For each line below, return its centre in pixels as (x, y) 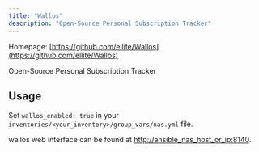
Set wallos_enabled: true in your (64, 116)
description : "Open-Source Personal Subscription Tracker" (110, 23)
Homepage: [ (30, 46)
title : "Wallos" (36, 16)
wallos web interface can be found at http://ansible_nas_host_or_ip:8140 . (130, 140)
